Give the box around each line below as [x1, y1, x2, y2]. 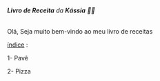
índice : [7, 40, 28, 49]
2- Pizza [7, 67, 31, 76]
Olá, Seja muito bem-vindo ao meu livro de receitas [7, 27, 153, 36]
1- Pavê [7, 54, 29, 62]
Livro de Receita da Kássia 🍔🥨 [7, 6, 95, 14]
